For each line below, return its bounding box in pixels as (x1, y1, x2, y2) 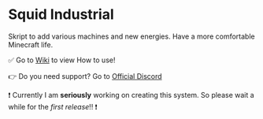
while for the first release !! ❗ (8, 102, 98, 111)
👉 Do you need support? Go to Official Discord (8, 71, 163, 80)
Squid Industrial (8, 6, 114, 24)
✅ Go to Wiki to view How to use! (8, 55, 116, 65)
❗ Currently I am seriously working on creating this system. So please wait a (8, 90, 254, 99)
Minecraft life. (8, 39, 54, 49)
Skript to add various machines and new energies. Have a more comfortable (8, 32, 255, 41)
